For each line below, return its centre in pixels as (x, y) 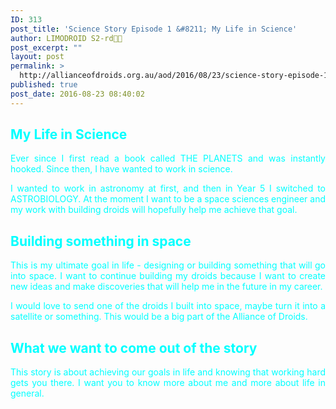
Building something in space (101, 241)
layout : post (37, 57)
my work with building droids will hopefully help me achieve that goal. (154, 210)
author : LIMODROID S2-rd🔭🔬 (66, 38)
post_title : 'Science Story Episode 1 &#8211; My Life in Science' (154, 29)
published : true (44, 85)
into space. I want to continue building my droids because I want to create (168, 276)
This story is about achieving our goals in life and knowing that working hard (168, 372)
